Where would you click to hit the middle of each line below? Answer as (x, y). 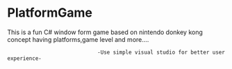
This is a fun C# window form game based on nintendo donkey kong (105, 32)
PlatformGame (50, 13)
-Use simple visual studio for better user (161, 52)
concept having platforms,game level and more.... (78, 39)
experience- (24, 58)
